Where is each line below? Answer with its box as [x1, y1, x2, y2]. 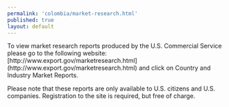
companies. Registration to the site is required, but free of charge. [7, 92, 196, 100]
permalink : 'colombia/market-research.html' [7, 10, 138, 17]
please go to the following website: [7, 49, 108, 57]
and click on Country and [138, 64, 211, 72]
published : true [7, 17, 54, 23]
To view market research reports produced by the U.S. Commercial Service [7, 42, 222, 50]
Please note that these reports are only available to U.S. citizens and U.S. [7, 84, 216, 93]
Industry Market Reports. [7, 71, 78, 79]
